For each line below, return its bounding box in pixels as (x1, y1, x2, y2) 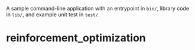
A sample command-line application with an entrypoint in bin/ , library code (6, 5, 190, 12)
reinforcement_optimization (6, 31, 146, 45)
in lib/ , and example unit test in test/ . (6, 11, 100, 18)
